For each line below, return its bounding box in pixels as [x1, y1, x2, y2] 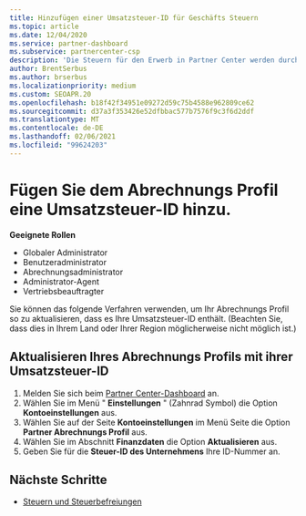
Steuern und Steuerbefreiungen [22, 496, 143, 507]
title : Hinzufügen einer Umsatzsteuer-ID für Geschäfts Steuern [9, 13, 259, 23]
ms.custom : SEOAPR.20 [9, 89, 92, 98]
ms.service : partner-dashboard [9, 38, 128, 48]
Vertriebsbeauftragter [22, 285, 105, 296]
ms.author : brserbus [9, 73, 88, 82]
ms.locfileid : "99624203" [9, 140, 107, 150]
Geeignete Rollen [9, 229, 76, 240]
